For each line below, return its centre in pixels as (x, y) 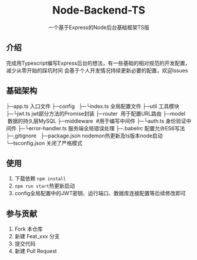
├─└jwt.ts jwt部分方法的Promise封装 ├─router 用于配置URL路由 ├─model (96, 113)
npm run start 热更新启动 (45, 186)
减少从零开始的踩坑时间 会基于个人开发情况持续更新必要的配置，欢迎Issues (97, 70)
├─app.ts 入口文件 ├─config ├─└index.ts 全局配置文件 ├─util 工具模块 (93, 106)
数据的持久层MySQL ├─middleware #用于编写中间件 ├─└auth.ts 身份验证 (97, 121)
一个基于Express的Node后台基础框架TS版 (99, 27)
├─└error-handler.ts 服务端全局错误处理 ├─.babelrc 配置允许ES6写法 (101, 128)
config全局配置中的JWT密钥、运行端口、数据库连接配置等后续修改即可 (100, 193)
